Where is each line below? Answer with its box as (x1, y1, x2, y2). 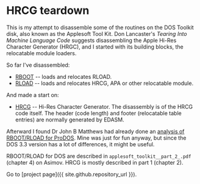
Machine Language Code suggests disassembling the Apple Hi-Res (6, 36, 177, 44)
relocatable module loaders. (6, 49, 77, 56)
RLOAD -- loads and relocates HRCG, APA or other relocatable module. (15, 80, 194, 87)
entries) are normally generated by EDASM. (15, 116, 125, 123)
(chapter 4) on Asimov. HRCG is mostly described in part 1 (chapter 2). (6, 158, 184, 166)
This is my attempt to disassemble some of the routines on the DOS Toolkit (6, 24, 194, 31)
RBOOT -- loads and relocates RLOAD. (15, 73, 112, 80)
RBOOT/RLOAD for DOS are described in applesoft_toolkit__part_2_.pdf (6, 152, 191, 160)
